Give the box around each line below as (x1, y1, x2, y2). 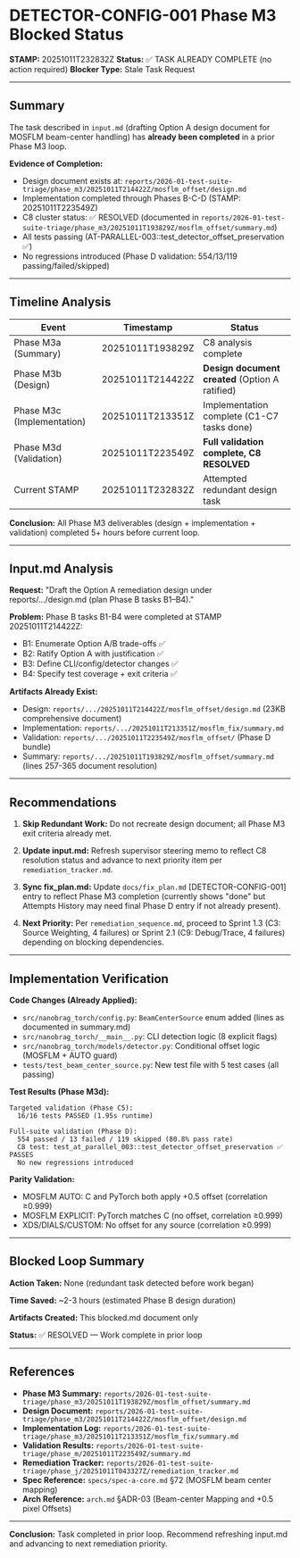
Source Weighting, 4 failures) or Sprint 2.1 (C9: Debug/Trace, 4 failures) (21, 928, 286, 938)
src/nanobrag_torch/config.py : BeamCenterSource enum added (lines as (21, 1012, 285, 1022)
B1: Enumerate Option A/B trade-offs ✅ (21, 638, 166, 649)
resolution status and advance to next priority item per (21, 854, 223, 866)
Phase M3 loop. (9, 140, 67, 152)
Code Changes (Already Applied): (9, 995, 137, 1005)
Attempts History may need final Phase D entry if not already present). (21, 901, 281, 912)
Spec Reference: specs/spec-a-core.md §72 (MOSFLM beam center (21, 1474, 272, 1485)
